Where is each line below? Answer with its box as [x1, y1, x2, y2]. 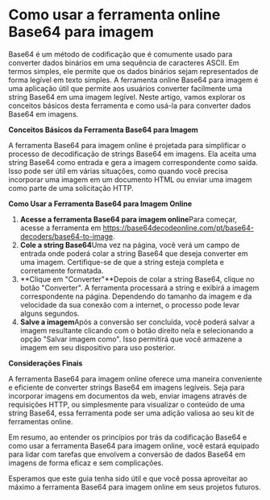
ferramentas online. [8, 416, 74, 426]
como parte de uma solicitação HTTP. [8, 183, 135, 192]
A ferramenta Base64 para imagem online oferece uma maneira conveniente [8, 374, 263, 383]
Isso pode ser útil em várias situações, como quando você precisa [8, 166, 228, 176]
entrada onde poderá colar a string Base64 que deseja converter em [19, 248, 248, 258]
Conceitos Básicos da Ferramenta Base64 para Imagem [8, 125, 199, 134]
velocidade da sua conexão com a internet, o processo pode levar [19, 300, 240, 309]
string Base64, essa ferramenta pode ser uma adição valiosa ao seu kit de [8, 408, 255, 418]
